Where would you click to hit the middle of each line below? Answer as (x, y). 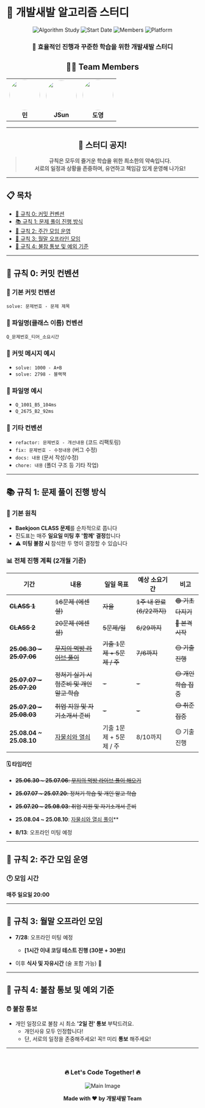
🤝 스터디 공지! (103, 145)
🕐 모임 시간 (23, 878)
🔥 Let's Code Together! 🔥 (103, 1073)
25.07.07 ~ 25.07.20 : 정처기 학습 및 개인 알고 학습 (76, 793)
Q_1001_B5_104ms (36, 405)
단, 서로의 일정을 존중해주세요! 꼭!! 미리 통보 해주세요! (88, 1038)
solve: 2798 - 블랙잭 (41, 374)
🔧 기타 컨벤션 (24, 428)
